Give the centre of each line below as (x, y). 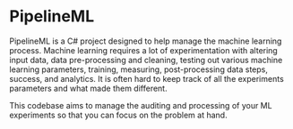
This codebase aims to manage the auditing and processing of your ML (141, 105)
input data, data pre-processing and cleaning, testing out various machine (146, 60)
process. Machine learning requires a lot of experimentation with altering (143, 50)
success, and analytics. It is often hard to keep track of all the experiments (146, 78)
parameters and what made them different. (88, 88)
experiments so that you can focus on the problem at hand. (118, 115)
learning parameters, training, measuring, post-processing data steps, (139, 69)
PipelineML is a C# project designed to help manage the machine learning (146, 41)
